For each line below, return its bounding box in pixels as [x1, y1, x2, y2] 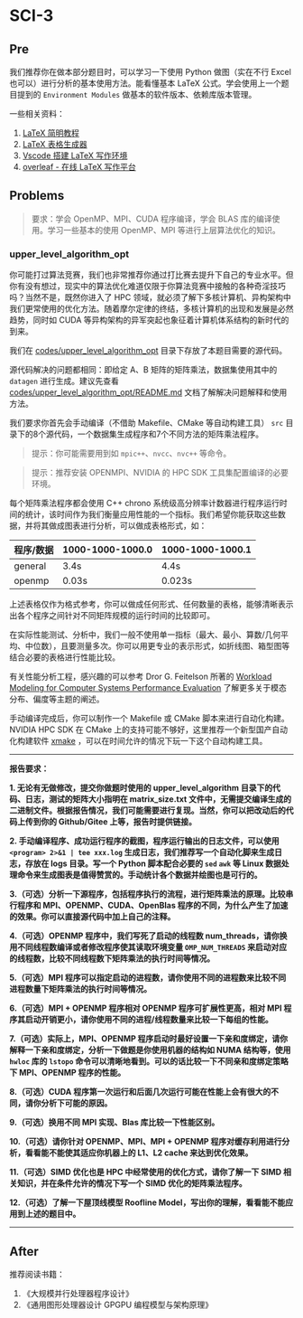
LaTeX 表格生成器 [22, 139, 87, 149]
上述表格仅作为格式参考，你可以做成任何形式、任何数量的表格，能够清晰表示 [9, 598, 294, 610]
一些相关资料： [9, 108, 65, 118]
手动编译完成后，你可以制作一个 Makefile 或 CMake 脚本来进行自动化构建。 [9, 713, 290, 724]
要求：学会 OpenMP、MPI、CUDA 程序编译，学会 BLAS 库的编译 [31, 213, 272, 224]
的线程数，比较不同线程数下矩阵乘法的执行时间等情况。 [9, 953, 215, 964]
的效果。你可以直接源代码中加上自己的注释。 [9, 911, 176, 922]
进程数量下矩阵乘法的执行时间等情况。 [9, 984, 151, 994]
